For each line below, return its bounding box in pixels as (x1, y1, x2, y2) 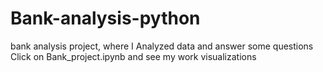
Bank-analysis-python (10, 7, 201, 30)
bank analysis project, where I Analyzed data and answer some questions (10, 40, 314, 52)
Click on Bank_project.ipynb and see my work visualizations (10, 50, 257, 62)
